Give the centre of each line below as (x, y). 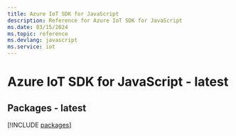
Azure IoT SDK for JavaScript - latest (118, 82)
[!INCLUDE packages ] (39, 125)
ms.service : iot (31, 47)
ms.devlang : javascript (43, 40)
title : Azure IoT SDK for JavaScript (63, 14)
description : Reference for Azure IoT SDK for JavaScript (95, 21)
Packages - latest (47, 108)
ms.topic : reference (38, 34)
